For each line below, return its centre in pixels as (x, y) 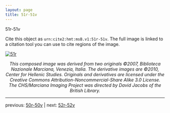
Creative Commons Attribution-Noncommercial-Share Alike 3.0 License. (85, 80)
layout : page (19, 10)
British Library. (85, 90)
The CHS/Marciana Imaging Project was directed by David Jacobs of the (85, 85)
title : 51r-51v (21, 15)
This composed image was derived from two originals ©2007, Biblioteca (85, 64)
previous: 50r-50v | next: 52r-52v (40, 105)
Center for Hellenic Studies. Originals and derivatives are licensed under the (85, 74)
